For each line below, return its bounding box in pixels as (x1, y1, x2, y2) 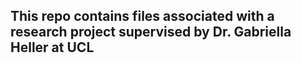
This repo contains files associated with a (10, 8, 275, 25)
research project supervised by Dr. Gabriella (10, 24, 292, 41)
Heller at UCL (10, 39, 95, 56)
